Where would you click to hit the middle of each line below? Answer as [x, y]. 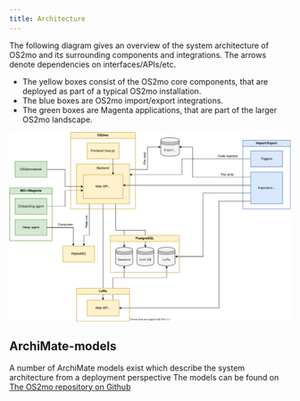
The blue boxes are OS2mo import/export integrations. [123, 100]
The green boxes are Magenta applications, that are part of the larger [150, 110]
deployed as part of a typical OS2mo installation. [112, 91]
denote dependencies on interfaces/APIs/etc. [93, 64]
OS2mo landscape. [57, 119]
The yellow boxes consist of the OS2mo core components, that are [145, 81]
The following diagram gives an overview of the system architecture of [139, 45]
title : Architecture [48, 19]
